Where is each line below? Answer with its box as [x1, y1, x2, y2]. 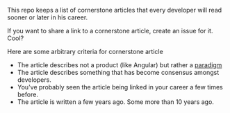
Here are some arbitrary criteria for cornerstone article [7, 48, 163, 55]
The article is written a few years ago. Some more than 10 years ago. [17, 98, 214, 106]
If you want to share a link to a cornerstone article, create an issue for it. [7, 27, 213, 35]
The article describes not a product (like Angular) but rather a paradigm [17, 61, 222, 69]
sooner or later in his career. [7, 13, 88, 21]
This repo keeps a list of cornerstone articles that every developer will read [7, 6, 222, 14]
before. [17, 90, 38, 98]
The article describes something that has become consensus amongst [17, 69, 220, 76]
